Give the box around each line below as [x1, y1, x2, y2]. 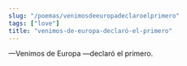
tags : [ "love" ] [8, 19, 60, 27]
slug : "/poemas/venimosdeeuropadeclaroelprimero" [8, 11, 180, 20]
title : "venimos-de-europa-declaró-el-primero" [8, 27, 173, 35]
